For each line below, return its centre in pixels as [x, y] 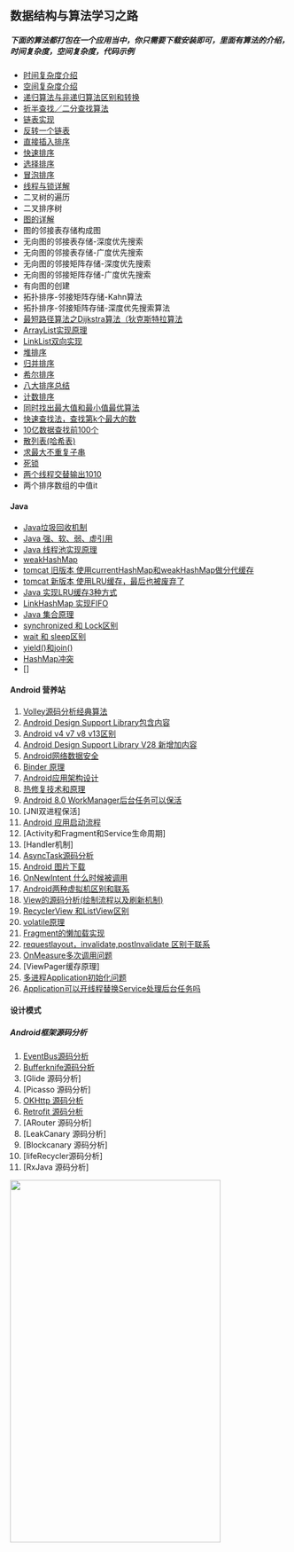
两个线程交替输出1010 [62, 474]
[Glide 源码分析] [52, 1078]
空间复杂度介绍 [50, 86]
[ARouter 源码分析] [57, 1123]
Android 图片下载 [54, 866]
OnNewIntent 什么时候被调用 [75, 877]
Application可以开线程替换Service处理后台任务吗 [112, 988]
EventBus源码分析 [56, 1056]
